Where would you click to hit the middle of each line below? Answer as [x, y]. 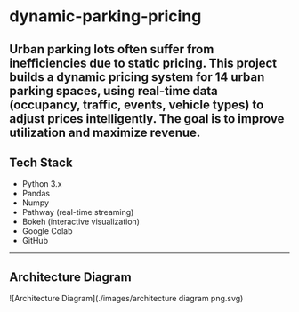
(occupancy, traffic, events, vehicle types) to [137, 104]
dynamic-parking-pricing [105, 16]
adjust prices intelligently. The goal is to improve [147, 119]
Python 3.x [42, 184]
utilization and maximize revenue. [105, 132]
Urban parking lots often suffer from [112, 49]
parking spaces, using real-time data [113, 91]
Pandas [36, 194]
